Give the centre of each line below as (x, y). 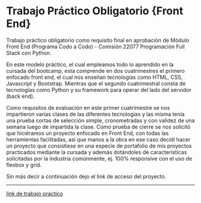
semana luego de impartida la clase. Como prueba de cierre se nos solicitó (98, 127)
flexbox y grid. (24, 165)
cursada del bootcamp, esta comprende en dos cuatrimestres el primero (96, 70)
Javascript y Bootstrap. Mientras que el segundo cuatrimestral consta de (96, 83)
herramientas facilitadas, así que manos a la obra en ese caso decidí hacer (98, 139)
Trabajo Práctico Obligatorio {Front (95, 11)
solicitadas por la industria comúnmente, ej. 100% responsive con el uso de (99, 158)
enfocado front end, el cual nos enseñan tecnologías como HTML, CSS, (95, 77)
